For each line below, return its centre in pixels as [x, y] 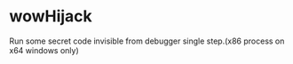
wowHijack [51, 16]
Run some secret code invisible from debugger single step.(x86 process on [147, 41]
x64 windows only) [44, 50]
